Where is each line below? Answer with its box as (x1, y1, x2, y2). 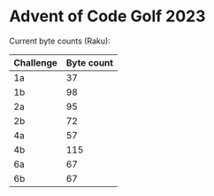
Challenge (13, 56, 57, 68)
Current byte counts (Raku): (9, 35, 111, 46)
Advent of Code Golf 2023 (9, 6, 206, 27)
